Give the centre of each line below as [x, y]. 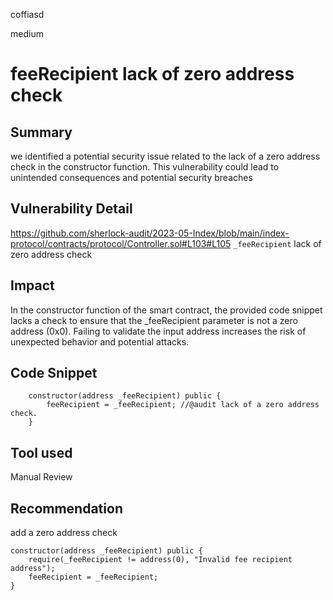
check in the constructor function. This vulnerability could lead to [145, 167]
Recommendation [66, 508]
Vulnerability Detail [71, 209]
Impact [32, 285]
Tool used [41, 452]
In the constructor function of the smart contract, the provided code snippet [166, 310]
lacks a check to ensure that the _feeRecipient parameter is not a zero [154, 320]
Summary [41, 132]
